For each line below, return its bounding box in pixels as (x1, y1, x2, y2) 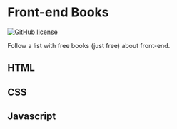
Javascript (7, 111, 56, 123)
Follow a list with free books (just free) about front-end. (7, 41, 171, 50)
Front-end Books (7, 4, 109, 21)
